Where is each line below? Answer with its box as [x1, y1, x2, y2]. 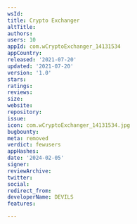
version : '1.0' [7, 69, 52, 76]
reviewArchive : [7, 167, 52, 175]
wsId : [7, 10, 23, 18]
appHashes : [7, 148, 39, 155]
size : [7, 96, 23, 103]
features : [7, 200, 37, 208]
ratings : [7, 82, 33, 89]
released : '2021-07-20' [7, 56, 77, 63]
